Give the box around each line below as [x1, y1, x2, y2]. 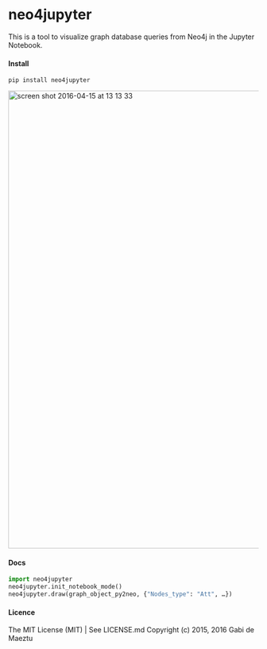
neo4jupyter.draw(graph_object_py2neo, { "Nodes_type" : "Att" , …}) [8, 590, 233, 598]
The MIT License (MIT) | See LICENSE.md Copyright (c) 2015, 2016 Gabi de [8, 625, 254, 635]
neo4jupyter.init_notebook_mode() [8, 583, 123, 591]
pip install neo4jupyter [8, 76, 91, 84]
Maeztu [8, 634, 33, 643]
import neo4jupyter [8, 575, 73, 584]
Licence [8, 607, 36, 617]
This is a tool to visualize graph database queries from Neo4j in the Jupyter [8, 32, 255, 41]
